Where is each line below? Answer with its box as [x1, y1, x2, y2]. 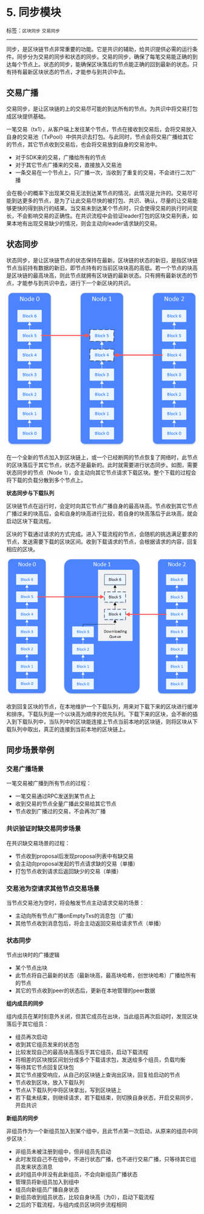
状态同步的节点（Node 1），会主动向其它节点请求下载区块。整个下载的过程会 [6, 469, 197, 476]
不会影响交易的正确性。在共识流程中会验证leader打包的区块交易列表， [16, 212, 192, 219]
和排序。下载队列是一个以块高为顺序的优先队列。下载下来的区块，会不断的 [6, 710, 192, 718]
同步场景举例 [6, 745, 55, 755]
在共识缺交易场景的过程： [6, 839, 70, 846]
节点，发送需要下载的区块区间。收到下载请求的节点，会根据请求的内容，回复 [6, 538, 198, 546]
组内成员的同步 [6, 1000, 44, 1007]
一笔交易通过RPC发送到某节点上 [15, 792, 95, 800]
